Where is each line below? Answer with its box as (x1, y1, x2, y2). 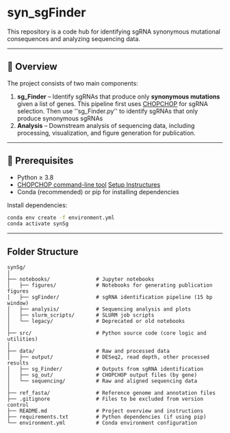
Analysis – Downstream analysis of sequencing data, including (16, 121, 195, 129)
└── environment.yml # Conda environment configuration (7, 419, 197, 427)
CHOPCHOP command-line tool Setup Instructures (16, 180, 161, 189)
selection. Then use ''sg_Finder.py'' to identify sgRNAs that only (16, 107, 199, 115)
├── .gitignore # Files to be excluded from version (7, 395, 204, 403)
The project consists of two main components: (7, 79, 138, 87)
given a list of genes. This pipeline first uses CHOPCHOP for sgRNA (16, 99, 209, 107)
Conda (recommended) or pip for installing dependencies (16, 187, 179, 196)
